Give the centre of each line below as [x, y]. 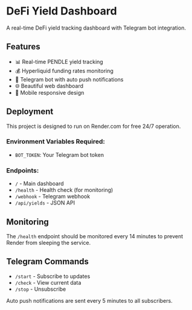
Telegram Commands [47, 261]
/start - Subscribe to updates [53, 276]
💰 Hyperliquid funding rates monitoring [64, 71]
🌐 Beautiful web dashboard [49, 86]
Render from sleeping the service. [49, 242]
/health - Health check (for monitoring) [64, 190]
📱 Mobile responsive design [50, 92]
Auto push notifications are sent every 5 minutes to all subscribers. [90, 300]
